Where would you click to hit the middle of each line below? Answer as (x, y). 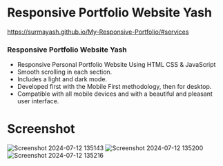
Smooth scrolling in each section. (65, 72)
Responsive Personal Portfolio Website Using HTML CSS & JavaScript (116, 65)
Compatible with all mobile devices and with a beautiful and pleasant (115, 94)
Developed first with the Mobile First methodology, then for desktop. (114, 87)
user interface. (38, 101)
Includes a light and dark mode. (62, 79)
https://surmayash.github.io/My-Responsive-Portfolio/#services (98, 32)
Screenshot (41, 129)
